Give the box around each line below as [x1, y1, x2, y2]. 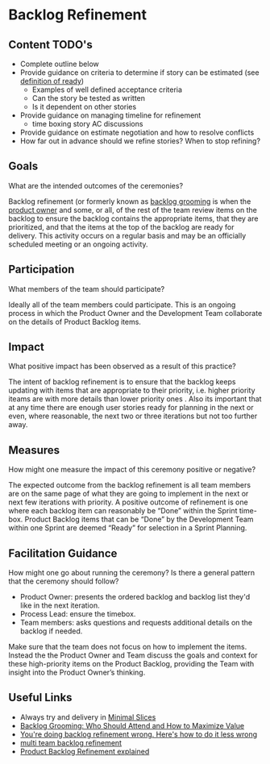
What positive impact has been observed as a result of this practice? [8, 361, 236, 372]
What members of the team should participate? [8, 284, 165, 293]
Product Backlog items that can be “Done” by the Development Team [24, 514, 254, 525]
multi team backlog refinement [19, 737, 123, 747]
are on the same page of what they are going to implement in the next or [8, 489, 249, 499]
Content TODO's [8, 38, 93, 52]
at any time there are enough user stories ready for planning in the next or [8, 403, 254, 413]
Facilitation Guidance [8, 546, 118, 560]
